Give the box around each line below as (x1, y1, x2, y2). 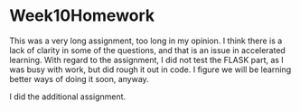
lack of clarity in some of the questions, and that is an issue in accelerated (9, 44, 286, 55)
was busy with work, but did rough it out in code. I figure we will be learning (9, 64, 292, 75)
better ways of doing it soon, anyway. (9, 73, 149, 84)
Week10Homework (9, 5, 155, 26)
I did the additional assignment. (9, 91, 127, 102)
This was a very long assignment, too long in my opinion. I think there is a (9, 35, 283, 46)
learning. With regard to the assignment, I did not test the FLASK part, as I (9, 54, 285, 65)
